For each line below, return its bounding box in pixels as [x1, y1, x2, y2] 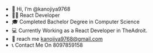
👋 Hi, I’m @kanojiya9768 [11, 6, 71, 12]
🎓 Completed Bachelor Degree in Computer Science [11, 18, 140, 25]
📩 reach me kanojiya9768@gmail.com [11, 36, 103, 42]
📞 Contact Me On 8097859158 [11, 41, 84, 48]
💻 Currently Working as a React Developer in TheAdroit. [11, 27, 148, 34]
